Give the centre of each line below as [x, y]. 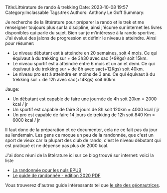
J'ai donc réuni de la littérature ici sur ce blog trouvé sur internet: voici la [80, 155]
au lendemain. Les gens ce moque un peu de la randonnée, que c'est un [79, 135]
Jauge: [12, 89]
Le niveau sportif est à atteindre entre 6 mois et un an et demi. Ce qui [83, 64]
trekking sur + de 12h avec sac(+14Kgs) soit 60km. [65, 80]
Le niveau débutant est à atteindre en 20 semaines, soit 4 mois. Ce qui [85, 53]
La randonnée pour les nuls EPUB [47, 170]
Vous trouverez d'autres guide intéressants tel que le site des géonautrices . [83, 185]
